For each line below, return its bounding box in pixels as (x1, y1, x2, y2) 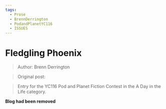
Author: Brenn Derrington (17, 64, 70, 70)
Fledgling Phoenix (5, 47, 82, 59)
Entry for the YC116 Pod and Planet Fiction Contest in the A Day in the (17, 83, 161, 89)
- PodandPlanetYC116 (10, 21, 53, 26)
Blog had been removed (5, 98, 56, 104)
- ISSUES (10, 26, 28, 31)
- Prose (10, 12, 26, 17)
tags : (5, 7, 17, 12)
